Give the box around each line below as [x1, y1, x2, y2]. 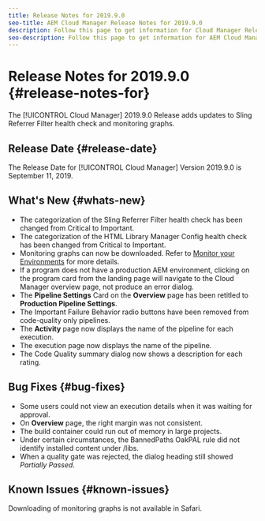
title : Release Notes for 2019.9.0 [8, 11, 125, 20]
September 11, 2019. [8, 171, 73, 180]
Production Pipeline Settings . [19, 298, 118, 308]
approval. [19, 410, 51, 419]
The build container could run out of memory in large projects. [19, 426, 222, 436]
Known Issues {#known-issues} [8, 483, 170, 497]
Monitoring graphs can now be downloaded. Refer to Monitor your [19, 248, 235, 257]
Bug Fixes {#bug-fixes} [8, 380, 126, 394]
